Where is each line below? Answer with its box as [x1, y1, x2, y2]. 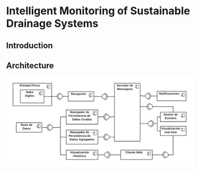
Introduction [6, 40, 53, 50]
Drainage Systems [6, 17, 99, 30]
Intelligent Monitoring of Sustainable [6, 4, 190, 18]
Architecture [6, 61, 55, 71]
